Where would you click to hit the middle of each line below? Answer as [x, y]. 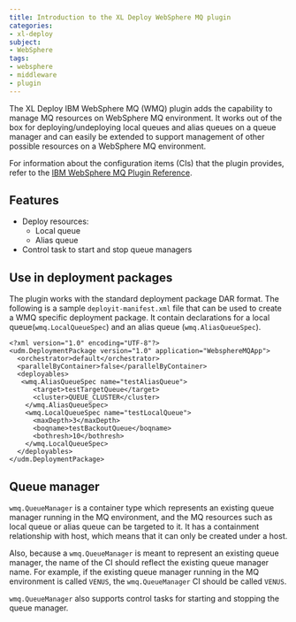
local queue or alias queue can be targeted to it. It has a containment [134, 526]
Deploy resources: [55, 221]
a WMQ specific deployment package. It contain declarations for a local [140, 318]
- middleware [33, 75]
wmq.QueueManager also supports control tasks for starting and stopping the [144, 599]
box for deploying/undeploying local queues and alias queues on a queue [143, 127]
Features [34, 200]
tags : [19, 58]
